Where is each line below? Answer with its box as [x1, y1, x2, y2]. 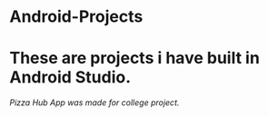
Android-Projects [9, 6, 144, 27]
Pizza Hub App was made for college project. [9, 97, 180, 108]
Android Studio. [9, 67, 132, 88]
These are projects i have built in [9, 48, 261, 69]
